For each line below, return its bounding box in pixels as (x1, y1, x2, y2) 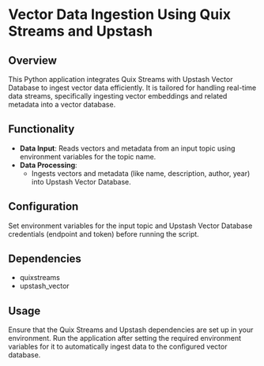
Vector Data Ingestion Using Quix (8, 6, 232, 24)
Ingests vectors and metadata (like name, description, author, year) (31, 168, 251, 178)
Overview (8, 54, 58, 67)
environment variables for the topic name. (19, 151, 157, 161)
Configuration (8, 200, 79, 214)
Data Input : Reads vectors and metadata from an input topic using (19, 144, 236, 153)
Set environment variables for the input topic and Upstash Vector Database (8, 221, 253, 230)
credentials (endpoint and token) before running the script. (8, 229, 199, 238)
